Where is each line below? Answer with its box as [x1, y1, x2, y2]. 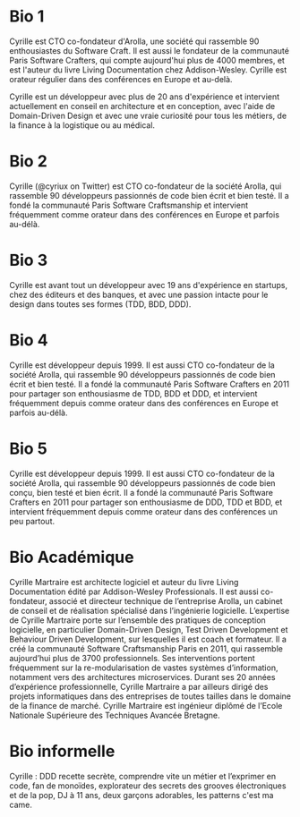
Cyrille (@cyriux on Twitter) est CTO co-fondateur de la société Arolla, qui [9, 181, 282, 191]
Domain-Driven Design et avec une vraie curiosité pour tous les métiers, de [9, 110, 287, 121]
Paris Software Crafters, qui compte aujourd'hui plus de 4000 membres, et [9, 55, 285, 65]
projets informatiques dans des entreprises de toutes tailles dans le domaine [9, 691, 291, 702]
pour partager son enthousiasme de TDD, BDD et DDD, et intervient [9, 387, 258, 399]
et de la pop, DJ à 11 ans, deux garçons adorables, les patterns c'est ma [9, 789, 274, 800]
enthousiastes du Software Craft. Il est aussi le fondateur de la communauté [9, 45, 289, 55]
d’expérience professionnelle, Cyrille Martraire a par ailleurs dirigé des [9, 681, 269, 692]
